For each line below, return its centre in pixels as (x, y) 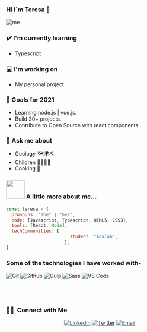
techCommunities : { (36, 231)
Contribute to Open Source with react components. (77, 125)
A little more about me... (61, 197)
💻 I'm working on (32, 69)
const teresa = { (28, 209)
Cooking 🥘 (27, 169)
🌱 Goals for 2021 (30, 99)
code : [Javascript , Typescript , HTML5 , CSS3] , (70, 220)
